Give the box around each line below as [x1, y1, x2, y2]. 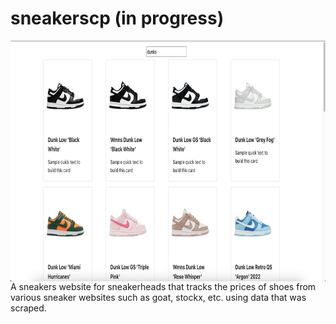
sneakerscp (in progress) [10, 7, 225, 30]
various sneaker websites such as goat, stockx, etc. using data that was [10, 291, 307, 303]
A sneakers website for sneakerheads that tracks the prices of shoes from [10, 280, 317, 292]
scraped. [10, 302, 47, 314]
